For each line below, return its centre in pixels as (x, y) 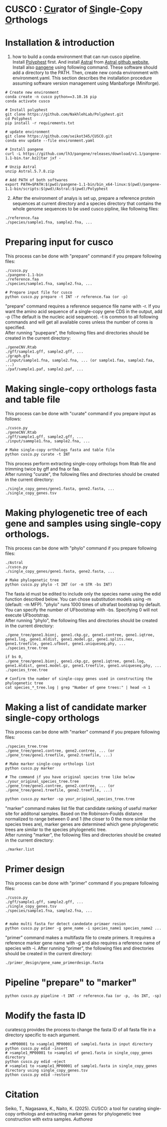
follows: (13, 419)
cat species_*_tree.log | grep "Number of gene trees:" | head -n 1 (78, 687)
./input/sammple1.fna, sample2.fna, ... (48, 441)
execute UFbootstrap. (27, 615)
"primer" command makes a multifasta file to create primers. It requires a (80, 937)
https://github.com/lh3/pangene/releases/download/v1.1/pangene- (92, 154)
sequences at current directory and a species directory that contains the (87, 203)
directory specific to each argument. (43, 1035)
